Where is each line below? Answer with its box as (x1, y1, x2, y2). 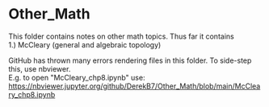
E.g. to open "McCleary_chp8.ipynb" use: (8, 72, 145, 82)
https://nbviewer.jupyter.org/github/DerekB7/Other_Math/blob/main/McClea (8, 81, 261, 91)
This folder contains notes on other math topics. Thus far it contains (8, 31, 234, 41)
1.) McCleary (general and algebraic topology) (8, 39, 162, 49)
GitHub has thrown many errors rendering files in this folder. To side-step (8, 56, 252, 65)
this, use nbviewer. (8, 64, 71, 73)
